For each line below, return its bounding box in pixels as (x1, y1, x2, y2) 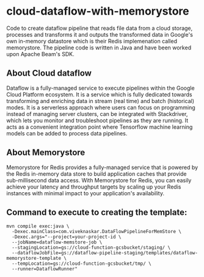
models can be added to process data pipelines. (6, 129, 128, 137)
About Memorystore (6, 148, 86, 158)
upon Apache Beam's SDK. (6, 50, 75, 57)
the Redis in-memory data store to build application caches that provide (6, 170, 187, 178)
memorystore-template (6, 255, 62, 262)
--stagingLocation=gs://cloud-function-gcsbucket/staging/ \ (12, 245, 171, 251)
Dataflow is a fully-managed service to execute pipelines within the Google (6, 84, 195, 92)
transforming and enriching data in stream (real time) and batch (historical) (6, 97, 194, 104)
